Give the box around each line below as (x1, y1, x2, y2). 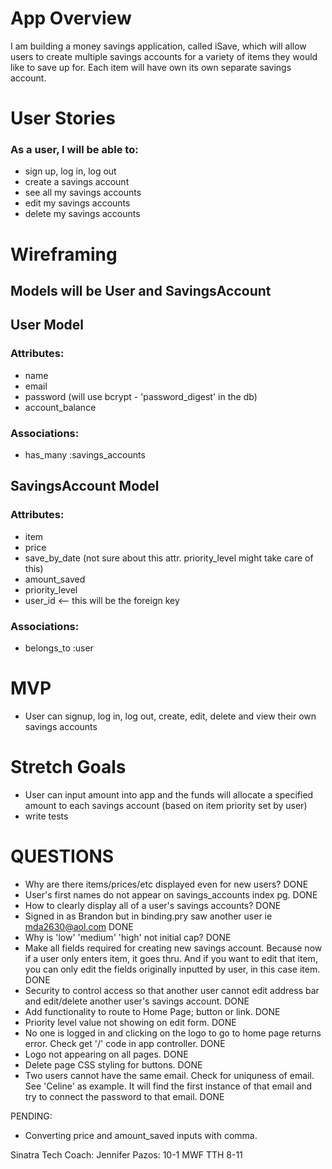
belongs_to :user (24, 642, 94, 654)
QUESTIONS (10, 845, 115, 868)
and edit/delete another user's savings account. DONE (24, 995, 250, 1007)
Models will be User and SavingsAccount (10, 283, 272, 299)
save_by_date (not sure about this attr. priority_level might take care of (24, 552, 314, 564)
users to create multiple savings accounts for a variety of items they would (10, 50, 318, 62)
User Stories (10, 107, 116, 130)
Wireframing (10, 243, 118, 266)
